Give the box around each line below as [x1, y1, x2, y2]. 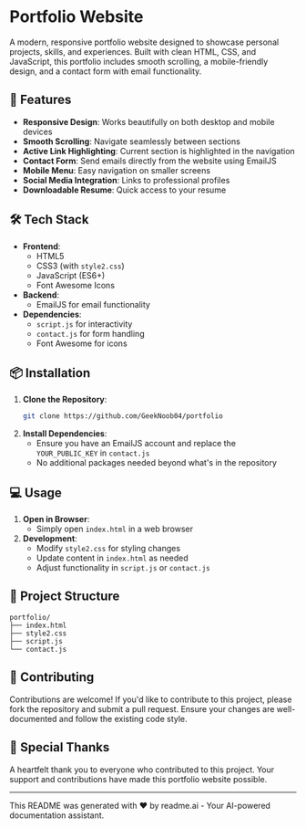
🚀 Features [9, 92, 72, 108]
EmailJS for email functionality [36, 299, 150, 309]
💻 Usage [9, 485, 62, 500]
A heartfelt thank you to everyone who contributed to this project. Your [9, 764, 275, 775]
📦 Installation [9, 365, 91, 381]
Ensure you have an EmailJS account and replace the [36, 438, 237, 449]
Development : [22, 533, 77, 544]
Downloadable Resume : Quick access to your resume [22, 184, 227, 195]
